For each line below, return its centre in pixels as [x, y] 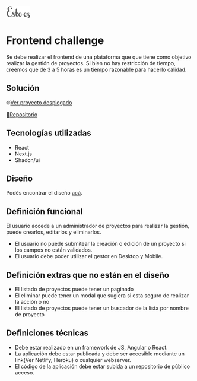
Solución [23, 88]
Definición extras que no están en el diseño [88, 275]
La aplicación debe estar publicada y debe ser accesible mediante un [100, 354]
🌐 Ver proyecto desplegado [39, 102]
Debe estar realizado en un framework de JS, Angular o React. [91, 347]
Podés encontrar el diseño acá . [44, 193]
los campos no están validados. [53, 250]
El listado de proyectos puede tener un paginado [74, 289]
